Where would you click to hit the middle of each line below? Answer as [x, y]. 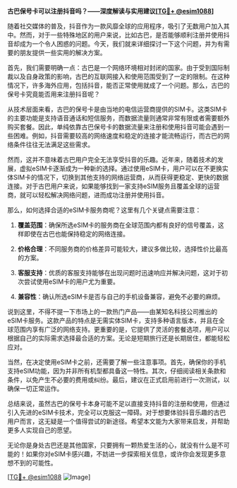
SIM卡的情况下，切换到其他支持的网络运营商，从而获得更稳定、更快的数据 [121, 177]
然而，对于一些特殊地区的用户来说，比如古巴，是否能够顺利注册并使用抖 [124, 35]
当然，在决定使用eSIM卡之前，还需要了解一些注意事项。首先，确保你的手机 [117, 362]
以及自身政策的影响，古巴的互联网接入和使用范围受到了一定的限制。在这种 [121, 76]
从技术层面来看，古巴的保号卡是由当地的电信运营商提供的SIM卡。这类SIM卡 [117, 109]
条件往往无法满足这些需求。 [53, 145]
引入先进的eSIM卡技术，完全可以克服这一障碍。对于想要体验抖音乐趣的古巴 [117, 412]
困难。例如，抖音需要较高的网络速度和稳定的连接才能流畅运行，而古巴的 [118, 136]
